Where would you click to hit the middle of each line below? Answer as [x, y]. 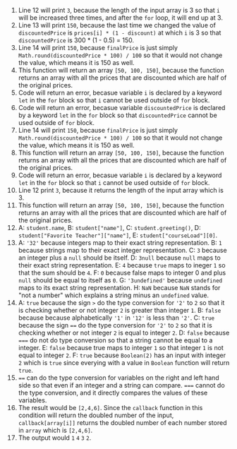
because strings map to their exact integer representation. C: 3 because [123, 250]
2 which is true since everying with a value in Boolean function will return [124, 363]
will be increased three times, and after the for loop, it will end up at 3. [120, 18]
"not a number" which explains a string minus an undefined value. [114, 295]
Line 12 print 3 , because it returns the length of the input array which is [121, 190]
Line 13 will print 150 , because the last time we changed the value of [117, 25]
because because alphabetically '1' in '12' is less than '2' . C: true [116, 318]
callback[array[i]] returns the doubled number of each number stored [122, 423]
